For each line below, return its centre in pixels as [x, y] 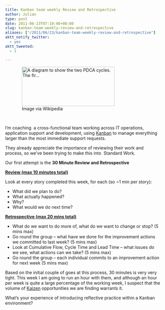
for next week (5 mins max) [40, 263]
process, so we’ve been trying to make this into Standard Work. [70, 153]
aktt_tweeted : [20, 46]
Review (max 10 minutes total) [37, 172]
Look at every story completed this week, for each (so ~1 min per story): [79, 182]
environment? [19, 303]
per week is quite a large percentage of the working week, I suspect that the [83, 283]
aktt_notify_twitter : [27, 38]
